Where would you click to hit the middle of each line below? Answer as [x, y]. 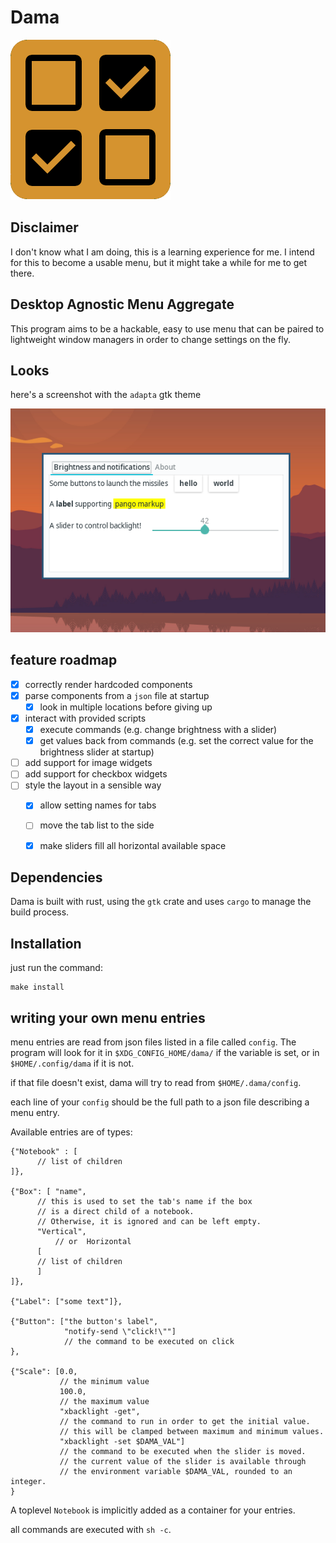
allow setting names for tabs [98, 805]
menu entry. [35, 1113]
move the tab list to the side [97, 825]
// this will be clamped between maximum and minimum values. [192, 1432]
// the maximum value [104, 1402]
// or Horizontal [93, 1242]
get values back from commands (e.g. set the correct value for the [176, 741]
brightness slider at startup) [97, 752]
